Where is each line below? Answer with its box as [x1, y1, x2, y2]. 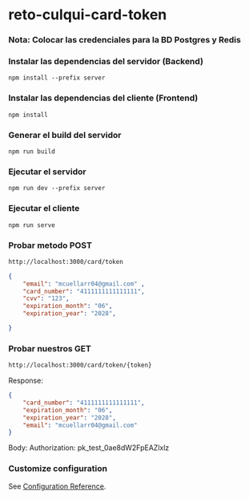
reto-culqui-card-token [8, 6, 167, 24]
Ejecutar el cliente [8, 203, 80, 214]
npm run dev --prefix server [8, 185, 106, 193]
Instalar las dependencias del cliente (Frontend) [8, 92, 199, 103]
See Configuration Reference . [8, 481, 106, 491]
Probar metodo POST [8, 239, 92, 250]
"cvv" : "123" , [22, 294, 70, 302]
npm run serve [8, 221, 56, 229]
